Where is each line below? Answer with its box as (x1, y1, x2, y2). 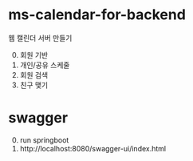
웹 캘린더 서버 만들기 (8, 33, 73, 42)
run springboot (19, 135, 69, 145)
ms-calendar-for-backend (8, 6, 186, 24)
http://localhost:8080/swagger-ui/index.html (19, 143, 166, 153)
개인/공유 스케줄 (19, 60, 70, 70)
